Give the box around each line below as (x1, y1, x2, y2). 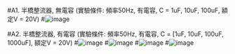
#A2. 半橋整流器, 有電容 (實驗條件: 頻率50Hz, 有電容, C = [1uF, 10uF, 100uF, (7, 30, 224, 38)
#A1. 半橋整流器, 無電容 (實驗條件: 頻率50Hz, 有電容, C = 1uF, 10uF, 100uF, (7, 6, 220, 14)
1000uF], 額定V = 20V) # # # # (7, 39, 170, 47)
